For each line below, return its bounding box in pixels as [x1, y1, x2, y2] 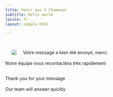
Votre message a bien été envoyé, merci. [23, 50, 108, 56]
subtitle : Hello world [5, 12, 53, 17]
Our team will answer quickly [5, 86, 66, 92]
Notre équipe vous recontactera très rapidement [5, 60, 106, 66]
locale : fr [5, 17, 28, 22]
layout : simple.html [5, 21, 49, 27]
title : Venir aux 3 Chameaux [5, 7, 67, 13]
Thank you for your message [5, 75, 65, 81]
